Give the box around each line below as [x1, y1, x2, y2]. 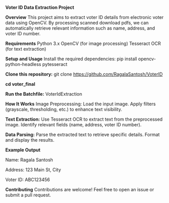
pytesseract [42, 61, 68, 67]
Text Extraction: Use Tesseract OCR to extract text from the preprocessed [5, 116, 163, 122]
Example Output [5, 147, 41, 153]
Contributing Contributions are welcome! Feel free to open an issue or [5, 187, 155, 192]
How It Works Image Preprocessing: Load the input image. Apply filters [5, 101, 156, 107]
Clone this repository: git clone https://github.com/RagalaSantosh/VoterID [5, 71, 163, 77]
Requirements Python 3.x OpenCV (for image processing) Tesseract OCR [5, 40, 161, 47]
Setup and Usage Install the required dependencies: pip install [5, 56, 137, 62]
